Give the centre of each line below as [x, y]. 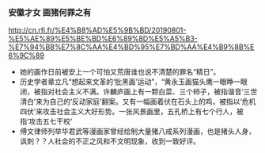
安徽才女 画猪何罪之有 [50, 12]
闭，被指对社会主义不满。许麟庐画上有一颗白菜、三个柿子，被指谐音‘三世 [138, 92]
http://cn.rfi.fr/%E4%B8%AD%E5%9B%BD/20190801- [97, 30]
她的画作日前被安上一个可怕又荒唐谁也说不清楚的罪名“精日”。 [120, 72]
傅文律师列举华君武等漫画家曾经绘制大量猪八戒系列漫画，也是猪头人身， [137, 132]
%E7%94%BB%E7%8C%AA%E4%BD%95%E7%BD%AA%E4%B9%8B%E [131, 47]
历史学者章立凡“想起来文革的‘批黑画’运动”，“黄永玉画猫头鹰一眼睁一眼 [133, 82]
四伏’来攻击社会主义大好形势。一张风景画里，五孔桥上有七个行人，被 [131, 112]
